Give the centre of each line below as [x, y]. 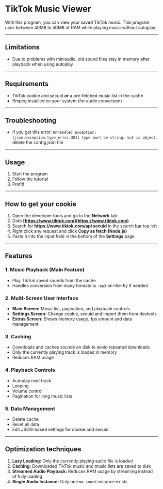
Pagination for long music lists [42, 396]
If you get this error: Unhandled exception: [54, 132]
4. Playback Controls [30, 370]
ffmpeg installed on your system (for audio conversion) [67, 101]
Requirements [27, 84]
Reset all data [26, 424]
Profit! [18, 184]
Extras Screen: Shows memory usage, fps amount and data [72, 319]
